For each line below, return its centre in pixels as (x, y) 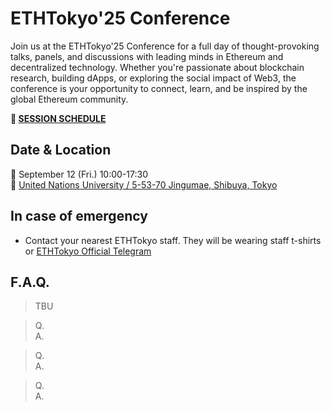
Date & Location (61, 150)
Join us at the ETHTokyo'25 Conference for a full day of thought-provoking (165, 46)
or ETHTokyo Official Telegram (88, 251)
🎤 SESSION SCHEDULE (58, 118)
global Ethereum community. (69, 99)
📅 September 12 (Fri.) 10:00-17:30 (79, 174)
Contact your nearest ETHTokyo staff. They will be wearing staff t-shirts (173, 240)
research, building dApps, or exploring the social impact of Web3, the (153, 78)
